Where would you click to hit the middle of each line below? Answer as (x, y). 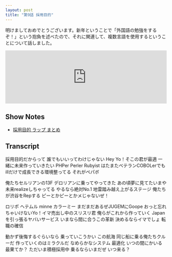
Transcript (22, 146)
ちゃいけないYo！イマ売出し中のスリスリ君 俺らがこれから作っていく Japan (85, 213)
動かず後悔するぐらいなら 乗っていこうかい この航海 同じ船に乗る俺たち (81, 237)
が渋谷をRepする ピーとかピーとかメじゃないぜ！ (57, 196)
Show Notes (25, 116)
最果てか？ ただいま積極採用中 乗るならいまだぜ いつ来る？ (68, 249)
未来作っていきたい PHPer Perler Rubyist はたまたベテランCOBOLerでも (90, 166)
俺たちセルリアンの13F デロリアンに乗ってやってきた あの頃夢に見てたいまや (86, 183)
